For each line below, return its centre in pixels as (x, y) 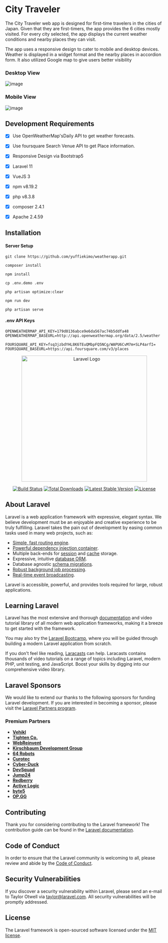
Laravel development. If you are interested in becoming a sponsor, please (81, 703)
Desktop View (23, 73)
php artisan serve (24, 309)
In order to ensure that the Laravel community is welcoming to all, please (80, 858)
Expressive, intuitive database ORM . (50, 559)
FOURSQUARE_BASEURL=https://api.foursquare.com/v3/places (67, 349)
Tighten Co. (25, 738)
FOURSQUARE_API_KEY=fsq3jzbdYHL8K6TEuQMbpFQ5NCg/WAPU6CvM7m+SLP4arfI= (80, 344)
